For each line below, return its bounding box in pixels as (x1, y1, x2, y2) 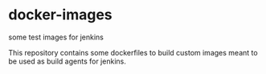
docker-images (8, 6, 113, 24)
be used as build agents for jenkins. (8, 56, 126, 66)
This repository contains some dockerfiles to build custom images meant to (8, 47, 259, 57)
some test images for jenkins (8, 32, 104, 42)
